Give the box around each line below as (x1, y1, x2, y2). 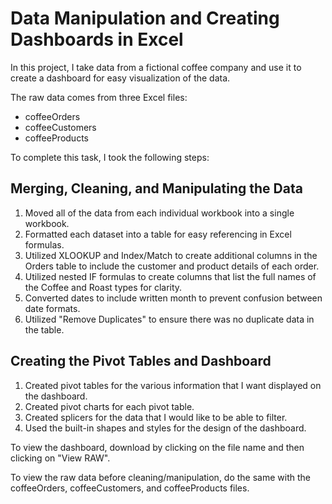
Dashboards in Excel (10, 28, 184, 51)
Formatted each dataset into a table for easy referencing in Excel (24, 228, 292, 240)
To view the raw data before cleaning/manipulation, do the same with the (10, 471, 311, 483)
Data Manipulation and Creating (10, 7, 280, 30)
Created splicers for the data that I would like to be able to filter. (24, 411, 288, 423)
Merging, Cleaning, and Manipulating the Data (10, 180, 303, 197)
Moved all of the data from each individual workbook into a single (24, 207, 295, 219)
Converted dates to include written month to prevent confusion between (24, 292, 323, 304)
